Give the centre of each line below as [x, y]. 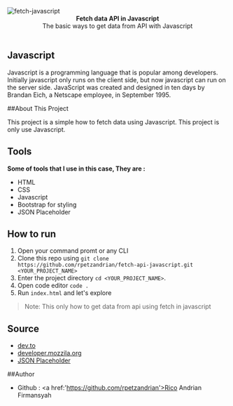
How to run [32, 234]
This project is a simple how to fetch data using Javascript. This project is [113, 122]
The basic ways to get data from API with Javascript [118, 26]
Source [23, 328]
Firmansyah [34, 395]
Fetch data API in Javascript [118, 18]
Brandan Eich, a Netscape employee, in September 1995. [89, 95]
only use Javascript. [36, 129]
